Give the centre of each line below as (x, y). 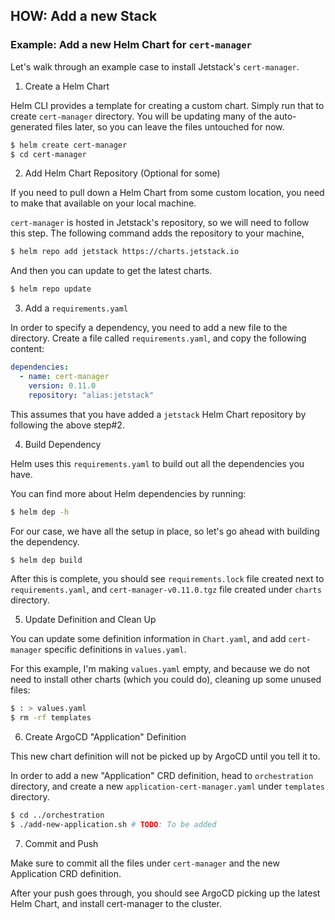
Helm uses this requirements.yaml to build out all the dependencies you (157, 463)
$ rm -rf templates (51, 718)
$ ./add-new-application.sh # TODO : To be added (113, 825)
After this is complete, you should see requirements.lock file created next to (167, 579)
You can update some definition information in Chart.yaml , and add (148, 639)
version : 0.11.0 (62, 385)
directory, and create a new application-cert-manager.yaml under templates (167, 786)
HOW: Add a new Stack (84, 16)
